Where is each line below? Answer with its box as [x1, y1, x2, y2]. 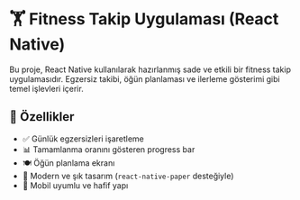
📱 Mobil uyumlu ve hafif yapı [22, 179, 129, 191]
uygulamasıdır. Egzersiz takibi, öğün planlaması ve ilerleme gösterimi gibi [9, 73, 281, 84]
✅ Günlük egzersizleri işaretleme [22, 133, 144, 144]
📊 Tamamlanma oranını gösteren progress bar [22, 143, 195, 155]
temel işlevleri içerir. [9, 83, 84, 94]
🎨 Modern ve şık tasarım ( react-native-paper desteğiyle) [22, 170, 234, 181]
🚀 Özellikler [9, 109, 75, 124]
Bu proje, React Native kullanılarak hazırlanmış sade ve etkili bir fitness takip [9, 64, 291, 75]
